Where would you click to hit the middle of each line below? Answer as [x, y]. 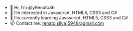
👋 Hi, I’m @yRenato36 [32, 8]
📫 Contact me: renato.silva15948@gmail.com [57, 23]
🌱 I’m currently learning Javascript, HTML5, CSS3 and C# [69, 18]
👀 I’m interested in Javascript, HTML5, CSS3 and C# [63, 13]
